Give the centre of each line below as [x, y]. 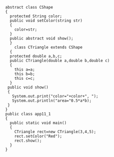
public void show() [28, 87]
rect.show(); [28, 141]
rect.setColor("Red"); [38, 136]
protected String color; [36, 16]
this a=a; [25, 70]
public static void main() [38, 123]
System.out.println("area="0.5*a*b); [52, 101]
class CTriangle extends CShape [48, 47]
